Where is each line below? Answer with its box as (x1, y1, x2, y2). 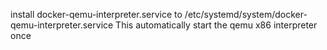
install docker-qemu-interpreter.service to (10, 9, 183, 20)
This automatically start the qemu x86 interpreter (115, 19, 318, 31)
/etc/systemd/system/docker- (184, 9, 308, 20)
